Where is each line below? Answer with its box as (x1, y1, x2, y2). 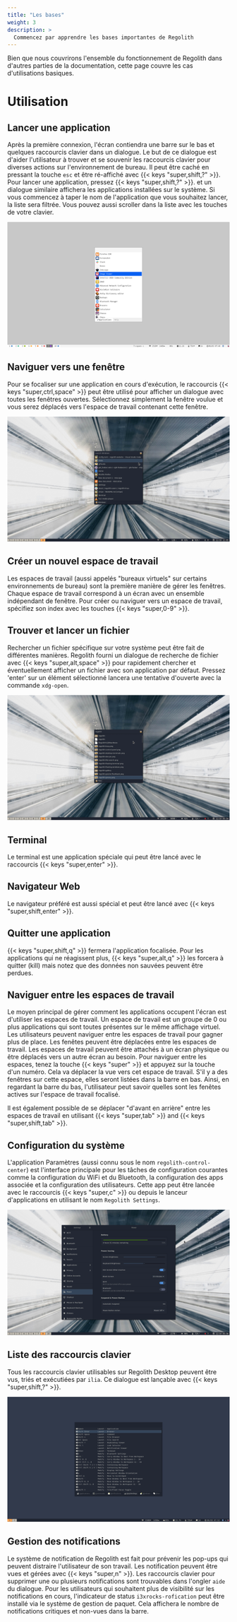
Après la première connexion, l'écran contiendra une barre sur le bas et (7, 141, 215, 149)
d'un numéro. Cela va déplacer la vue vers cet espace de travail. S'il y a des (7, 1068, 228, 1076)
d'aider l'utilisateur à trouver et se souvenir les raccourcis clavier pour (7, 155, 211, 164)
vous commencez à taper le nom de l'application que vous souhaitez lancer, (7, 193, 229, 201)
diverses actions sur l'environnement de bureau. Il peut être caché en (7, 163, 209, 172)
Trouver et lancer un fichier (7, 625, 130, 637)
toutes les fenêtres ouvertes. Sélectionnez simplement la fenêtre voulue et (7, 395, 224, 403)
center (7, 1167, 27, 1174)
